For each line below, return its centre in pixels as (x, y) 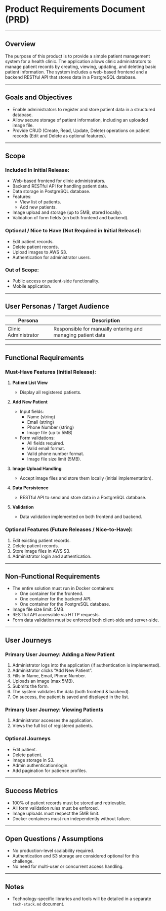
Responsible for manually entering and (98, 328)
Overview (21, 44)
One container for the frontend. (51, 593)
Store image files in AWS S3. (41, 551)
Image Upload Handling (37, 469)
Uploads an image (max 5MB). (43, 681)
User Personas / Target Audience (57, 306)
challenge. (23, 861)
